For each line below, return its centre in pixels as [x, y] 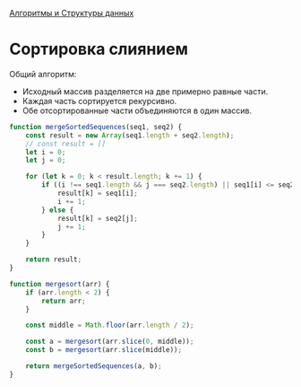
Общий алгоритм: [43, 74]
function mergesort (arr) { [60, 284]
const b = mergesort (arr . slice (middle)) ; [103, 350]
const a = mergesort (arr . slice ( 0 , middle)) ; [110, 342]
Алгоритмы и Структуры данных [72, 13]
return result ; [54, 259]
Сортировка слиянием [99, 49]
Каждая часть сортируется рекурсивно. [99, 101]
